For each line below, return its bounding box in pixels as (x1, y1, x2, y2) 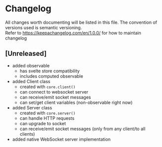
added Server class (12, 104, 53, 110)
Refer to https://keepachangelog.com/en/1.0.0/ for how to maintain (5, 30, 141, 36)
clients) (19, 131, 35, 137)
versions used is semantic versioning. (5, 24, 82, 30)
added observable (12, 62, 50, 68)
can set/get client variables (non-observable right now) (19, 99, 133, 105)
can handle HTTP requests (19, 115, 75, 121)
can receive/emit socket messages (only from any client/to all (19, 126, 146, 132)
